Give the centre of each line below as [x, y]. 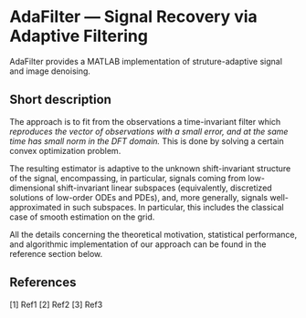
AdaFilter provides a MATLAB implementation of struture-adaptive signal [146, 61]
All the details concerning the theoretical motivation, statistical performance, [153, 234]
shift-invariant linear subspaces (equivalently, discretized [164, 188]
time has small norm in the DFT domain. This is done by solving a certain [147, 141]
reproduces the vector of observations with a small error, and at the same [149, 131]
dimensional [32, 188]
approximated [36, 207]
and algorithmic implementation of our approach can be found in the [138, 244]
